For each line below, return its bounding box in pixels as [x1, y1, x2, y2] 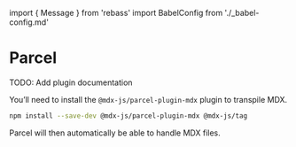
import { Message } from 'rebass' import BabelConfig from [9, 8, 223, 18]
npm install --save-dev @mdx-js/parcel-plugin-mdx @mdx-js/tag [9, 111, 248, 120]
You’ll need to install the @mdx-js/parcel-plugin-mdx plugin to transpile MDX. [9, 94, 288, 104]
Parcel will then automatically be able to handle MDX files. [9, 128, 222, 138]
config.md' [9, 17, 49, 27]
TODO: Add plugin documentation [9, 77, 133, 88]
